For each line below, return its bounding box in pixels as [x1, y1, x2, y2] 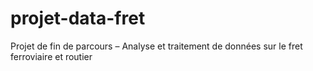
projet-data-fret [10, 7, 146, 30]
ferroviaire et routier [10, 50, 93, 62]
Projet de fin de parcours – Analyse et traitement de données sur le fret [10, 40, 303, 52]
